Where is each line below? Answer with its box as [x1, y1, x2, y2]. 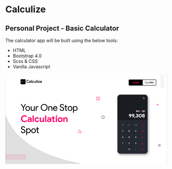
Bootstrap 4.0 [12, 53, 42, 59]
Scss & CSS [12, 58, 38, 64]
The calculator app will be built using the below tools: [5, 37, 118, 43]
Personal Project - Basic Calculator [5, 24, 120, 33]
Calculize [5, 4, 46, 15]
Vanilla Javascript [12, 64, 50, 69]
